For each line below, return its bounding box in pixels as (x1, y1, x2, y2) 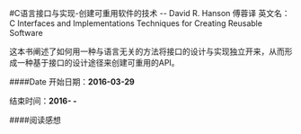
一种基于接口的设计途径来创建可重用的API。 (16, 58, 180, 67)
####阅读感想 (9, 115, 61, 125)
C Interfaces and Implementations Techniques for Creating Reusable (9, 18, 263, 29)
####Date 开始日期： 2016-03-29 (9, 76, 135, 87)
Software (9, 28, 43, 38)
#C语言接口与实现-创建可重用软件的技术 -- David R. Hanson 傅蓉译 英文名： (9, 8, 290, 18)
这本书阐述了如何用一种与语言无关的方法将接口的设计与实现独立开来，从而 (9, 46, 285, 57)
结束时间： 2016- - (9, 95, 77, 106)
